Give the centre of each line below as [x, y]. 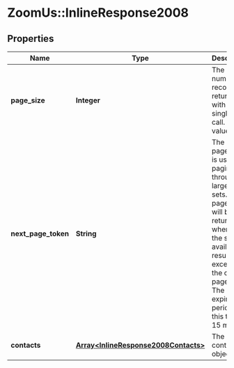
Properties [31, 39]
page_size [28, 100]
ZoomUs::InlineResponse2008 [98, 13]
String [86, 233]
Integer [88, 100]
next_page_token [40, 233]
